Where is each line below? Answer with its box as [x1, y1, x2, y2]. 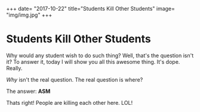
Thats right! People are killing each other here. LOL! [6, 99, 133, 106]
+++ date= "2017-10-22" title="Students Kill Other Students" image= [6, 5, 175, 12]
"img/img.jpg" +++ [6, 11, 53, 18]
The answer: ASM [6, 88, 51, 95]
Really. [6, 64, 23, 71]
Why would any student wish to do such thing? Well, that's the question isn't [6, 52, 194, 59]
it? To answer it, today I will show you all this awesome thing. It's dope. [6, 58, 180, 65]
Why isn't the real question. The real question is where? [6, 76, 143, 83]
